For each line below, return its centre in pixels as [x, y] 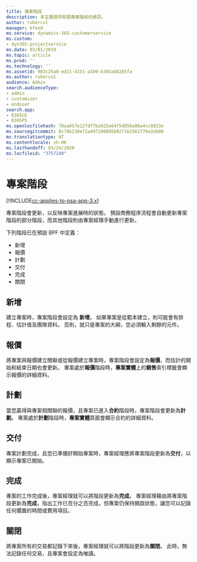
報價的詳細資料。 [32, 375]
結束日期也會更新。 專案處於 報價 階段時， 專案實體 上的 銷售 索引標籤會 [99, 367]
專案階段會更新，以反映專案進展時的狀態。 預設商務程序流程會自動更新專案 [97, 213]
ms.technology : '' [28, 66]
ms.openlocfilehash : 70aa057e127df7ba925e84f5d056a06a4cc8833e [85, 126]
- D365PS [17, 121]
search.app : [21, 110]
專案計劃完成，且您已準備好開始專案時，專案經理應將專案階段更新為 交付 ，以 [98, 453]
